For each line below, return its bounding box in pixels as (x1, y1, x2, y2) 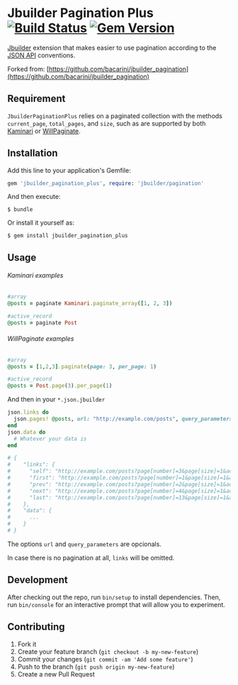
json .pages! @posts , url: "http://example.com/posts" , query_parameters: (13, 416, 236, 423)
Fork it (17, 640, 37, 648)
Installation (7, 147, 58, 159)
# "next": (7, 487, 52, 494)
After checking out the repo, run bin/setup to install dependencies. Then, (7, 593, 221, 601)
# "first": (7, 475, 55, 482)
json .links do (7, 409, 50, 416)
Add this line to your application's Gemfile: (7, 166, 131, 174)
